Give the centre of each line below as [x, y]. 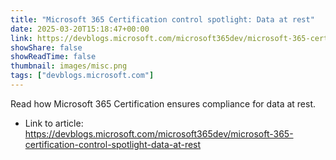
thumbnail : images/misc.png [69, 66]
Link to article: [54, 123]
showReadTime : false [53, 57]
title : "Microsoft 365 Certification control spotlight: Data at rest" [162, 19]
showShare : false [46, 47]
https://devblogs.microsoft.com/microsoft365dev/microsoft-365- [159, 133]
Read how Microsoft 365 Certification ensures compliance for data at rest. [163, 103]
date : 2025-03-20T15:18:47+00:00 [80, 29]
